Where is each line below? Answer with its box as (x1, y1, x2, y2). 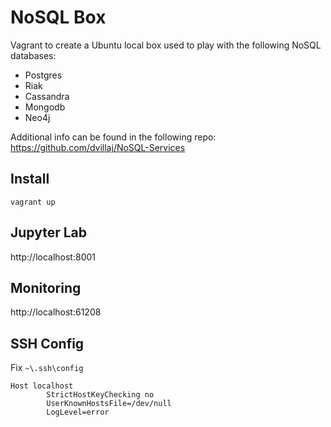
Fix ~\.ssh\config (10, 362, 84, 374)
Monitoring (10, 279, 82, 296)
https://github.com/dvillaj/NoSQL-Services (10, 141, 186, 153)
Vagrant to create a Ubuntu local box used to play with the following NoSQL (10, 39, 322, 51)
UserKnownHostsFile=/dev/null (46, 399, 172, 409)
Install (10, 171, 50, 188)
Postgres (24, 69, 63, 81)
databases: (10, 49, 57, 61)
